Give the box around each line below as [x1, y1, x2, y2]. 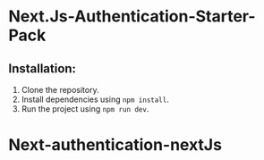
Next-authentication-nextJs [8, 135, 223, 156]
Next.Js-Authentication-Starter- [8, 6, 256, 27]
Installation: [8, 61, 77, 76]
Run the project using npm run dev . [21, 104, 149, 114]
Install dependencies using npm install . [21, 94, 169, 105]
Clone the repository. [21, 85, 99, 95]
